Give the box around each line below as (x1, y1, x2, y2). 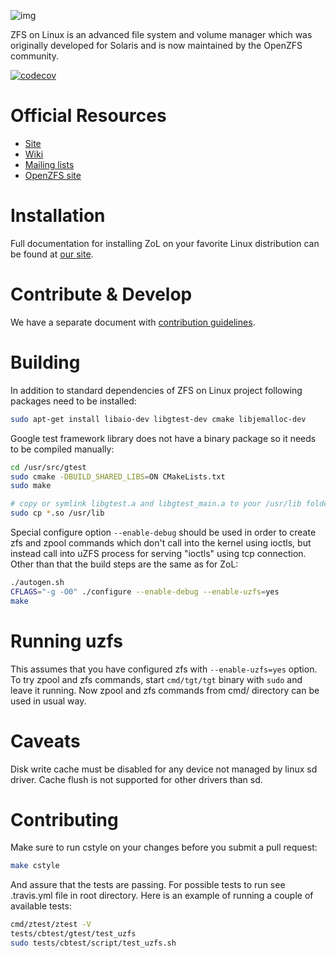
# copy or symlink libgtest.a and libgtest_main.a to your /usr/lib (10, 499, 302, 509)
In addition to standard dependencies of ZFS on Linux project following (10, 384, 303, 396)
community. (10, 50, 59, 62)
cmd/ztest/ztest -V (10, 920, 92, 930)
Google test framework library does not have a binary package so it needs (10, 432, 317, 444)
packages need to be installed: (10, 395, 137, 407)
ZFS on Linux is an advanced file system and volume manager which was (10, 29, 313, 40)
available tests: (10, 900, 72, 912)
